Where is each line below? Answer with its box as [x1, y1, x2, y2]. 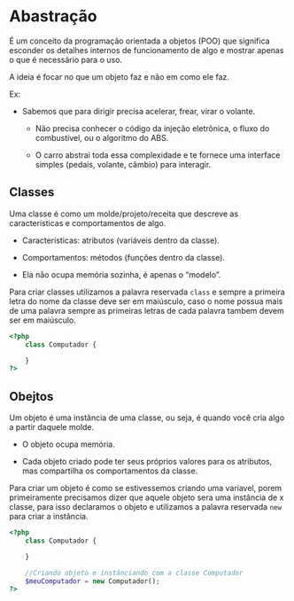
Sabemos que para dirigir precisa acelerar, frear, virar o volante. [21, 105, 256, 116]
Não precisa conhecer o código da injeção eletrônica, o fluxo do [35, 122, 270, 134]
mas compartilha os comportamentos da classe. [21, 465, 198, 476]
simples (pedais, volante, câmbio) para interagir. [35, 159, 212, 169]
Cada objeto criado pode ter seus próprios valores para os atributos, [21, 457, 273, 467]
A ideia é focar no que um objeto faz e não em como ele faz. [9, 71, 230, 82]
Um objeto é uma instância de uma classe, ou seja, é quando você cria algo [9, 412, 285, 423]
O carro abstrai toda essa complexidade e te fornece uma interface [35, 149, 281, 160]
